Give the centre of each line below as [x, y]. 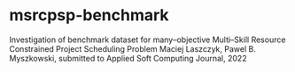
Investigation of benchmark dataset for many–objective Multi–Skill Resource [147, 40]
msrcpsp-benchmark [89, 15]
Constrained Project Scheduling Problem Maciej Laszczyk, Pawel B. [133, 48]
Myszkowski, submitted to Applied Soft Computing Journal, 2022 [128, 58]
